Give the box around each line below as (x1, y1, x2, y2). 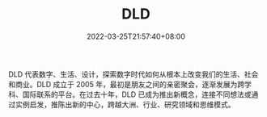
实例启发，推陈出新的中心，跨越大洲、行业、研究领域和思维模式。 (15, 99, 235, 109)
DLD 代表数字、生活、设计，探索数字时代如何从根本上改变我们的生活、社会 (8, 69, 259, 79)
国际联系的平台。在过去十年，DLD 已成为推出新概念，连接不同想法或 (22, 90, 252, 99)
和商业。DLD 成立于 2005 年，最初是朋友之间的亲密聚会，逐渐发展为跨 (8, 79, 245, 89)
